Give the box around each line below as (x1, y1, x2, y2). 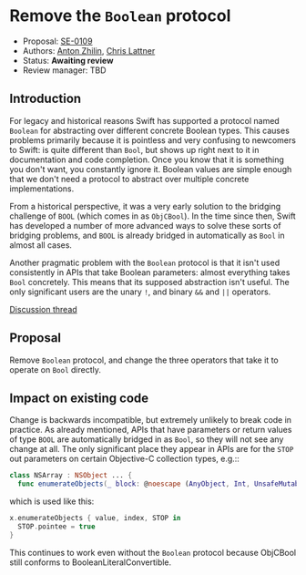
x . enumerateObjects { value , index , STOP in (9, 514, 181, 523)
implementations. (9, 183, 75, 194)
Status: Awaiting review (22, 55, 114, 66)
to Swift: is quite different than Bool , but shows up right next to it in (9, 144, 260, 155)
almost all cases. (9, 239, 73, 251)
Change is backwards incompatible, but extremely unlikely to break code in (9, 415, 292, 426)
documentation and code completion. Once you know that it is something (9, 154, 285, 165)
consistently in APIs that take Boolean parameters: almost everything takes (9, 266, 291, 278)
